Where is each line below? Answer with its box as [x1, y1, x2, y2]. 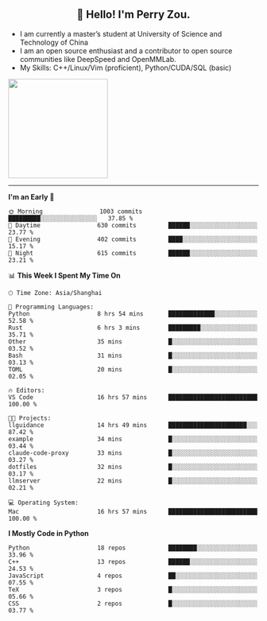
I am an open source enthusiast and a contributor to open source [19, 45, 233, 56]
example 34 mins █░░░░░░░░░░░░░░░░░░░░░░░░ [8, 435, 258, 443]
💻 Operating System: [8, 499, 79, 507]
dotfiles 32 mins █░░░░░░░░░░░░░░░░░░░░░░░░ [8, 463, 258, 471]
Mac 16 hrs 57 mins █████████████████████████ [8, 507, 258, 515]
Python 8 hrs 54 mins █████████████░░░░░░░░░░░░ [8, 309, 258, 318]
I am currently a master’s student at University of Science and [19, 29, 222, 38]
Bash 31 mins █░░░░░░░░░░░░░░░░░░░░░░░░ [8, 351, 258, 359]
